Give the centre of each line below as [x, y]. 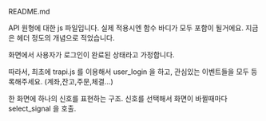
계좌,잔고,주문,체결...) [80, 82]
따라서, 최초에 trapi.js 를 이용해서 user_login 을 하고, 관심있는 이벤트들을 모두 [129, 72]
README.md [29, 12]
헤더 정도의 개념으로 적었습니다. [66, 38]
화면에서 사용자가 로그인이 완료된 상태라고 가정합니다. [91, 55]
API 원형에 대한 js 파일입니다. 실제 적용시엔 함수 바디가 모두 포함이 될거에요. [126, 28]
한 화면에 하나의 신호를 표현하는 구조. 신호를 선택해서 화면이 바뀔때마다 [118, 98]
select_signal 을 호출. [42, 108]
